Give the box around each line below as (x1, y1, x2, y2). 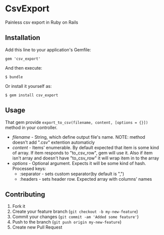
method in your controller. (5, 124, 58, 130)
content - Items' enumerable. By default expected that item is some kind (12, 144, 159, 151)
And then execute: (5, 65, 42, 71)
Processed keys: (12, 165, 46, 171)
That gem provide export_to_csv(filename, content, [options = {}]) (5, 119, 148, 125)
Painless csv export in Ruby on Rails (5, 19, 78, 25)
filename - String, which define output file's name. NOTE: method (12, 134, 145, 140)
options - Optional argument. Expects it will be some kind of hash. (12, 160, 146, 166)
